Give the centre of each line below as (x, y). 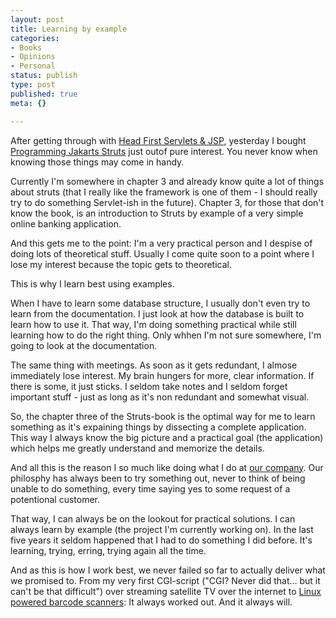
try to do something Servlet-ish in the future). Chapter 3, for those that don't (167, 202)
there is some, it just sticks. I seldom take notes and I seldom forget (149, 386)
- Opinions (33, 57)
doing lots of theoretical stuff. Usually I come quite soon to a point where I (162, 253)
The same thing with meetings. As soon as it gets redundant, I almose (154, 365)
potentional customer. (55, 499)
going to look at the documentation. (84, 345)
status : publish (44, 76)
